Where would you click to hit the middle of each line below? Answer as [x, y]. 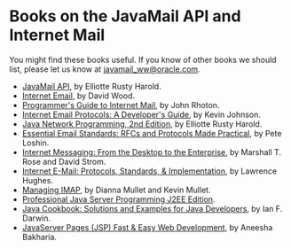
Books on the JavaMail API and [125, 16]
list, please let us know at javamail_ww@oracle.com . [105, 69]
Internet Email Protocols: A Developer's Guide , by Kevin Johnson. [142, 114]
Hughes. [37, 180]
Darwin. [36, 218]
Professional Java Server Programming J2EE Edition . [118, 199]
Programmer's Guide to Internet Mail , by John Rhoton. [121, 105]
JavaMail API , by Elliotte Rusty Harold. [91, 86]
